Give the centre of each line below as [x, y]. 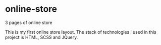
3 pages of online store [29, 22]
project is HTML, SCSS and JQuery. [42, 37]
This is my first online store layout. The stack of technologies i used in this [81, 32]
